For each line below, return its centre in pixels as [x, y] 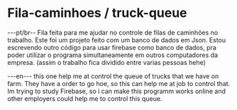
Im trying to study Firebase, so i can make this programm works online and [116, 91]
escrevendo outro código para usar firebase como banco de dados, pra [112, 47]
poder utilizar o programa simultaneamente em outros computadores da [113, 55]
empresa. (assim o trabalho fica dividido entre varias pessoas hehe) [106, 62]
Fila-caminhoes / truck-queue [97, 13]
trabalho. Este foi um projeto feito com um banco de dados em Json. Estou [117, 39]
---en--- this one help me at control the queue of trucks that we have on [113, 76]
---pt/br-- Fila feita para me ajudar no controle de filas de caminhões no [113, 32]
